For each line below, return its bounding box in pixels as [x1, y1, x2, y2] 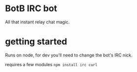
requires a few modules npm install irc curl [5, 61, 98, 67]
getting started [5, 36, 68, 47]
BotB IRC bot [5, 3, 57, 14]
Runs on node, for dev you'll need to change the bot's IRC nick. [5, 52, 133, 58]
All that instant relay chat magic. [5, 19, 70, 25]
